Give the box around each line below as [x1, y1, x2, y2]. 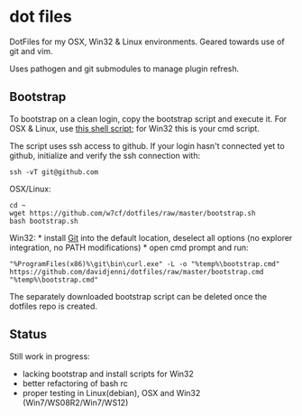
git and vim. [9, 45, 53, 56]
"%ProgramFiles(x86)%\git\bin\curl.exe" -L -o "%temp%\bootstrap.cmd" [9, 259, 280, 268]
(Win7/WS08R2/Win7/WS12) [22, 397, 129, 408]
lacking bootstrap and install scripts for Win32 [22, 368, 194, 379]
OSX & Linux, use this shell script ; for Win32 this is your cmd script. [9, 123, 260, 134]
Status [9, 327, 48, 342]
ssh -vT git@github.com [9, 167, 99, 177]
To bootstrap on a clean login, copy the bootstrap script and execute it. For [9, 113, 288, 124]
